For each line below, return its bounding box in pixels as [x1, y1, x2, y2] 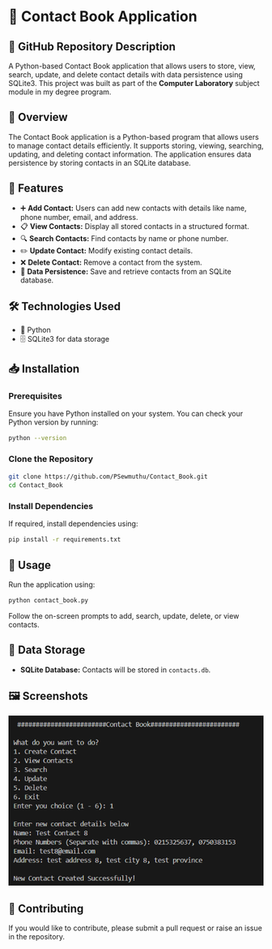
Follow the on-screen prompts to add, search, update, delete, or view [8, 610, 240, 620]
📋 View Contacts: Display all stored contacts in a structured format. [19, 221, 249, 231]
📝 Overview [8, 110, 68, 124]
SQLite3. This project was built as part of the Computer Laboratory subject [8, 79, 261, 88]
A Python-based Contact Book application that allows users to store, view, [8, 61, 257, 71]
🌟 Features [8, 182, 64, 196]
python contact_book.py [8, 597, 89, 605]
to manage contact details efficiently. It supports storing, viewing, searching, [8, 140, 265, 150]
